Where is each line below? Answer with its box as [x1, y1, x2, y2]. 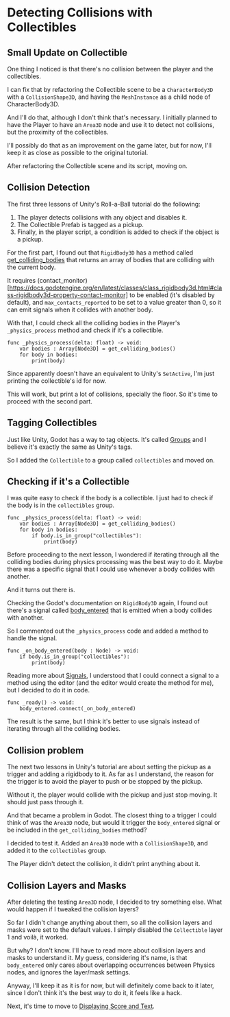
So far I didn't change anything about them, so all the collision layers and [7, 918, 212, 927]
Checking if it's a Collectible [7, 476, 130, 488]
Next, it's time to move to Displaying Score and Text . [7, 1002, 155, 1010]
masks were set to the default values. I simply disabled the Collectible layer [7, 926, 223, 934]
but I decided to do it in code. [7, 686, 90, 694]
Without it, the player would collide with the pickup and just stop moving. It [7, 791, 218, 799]
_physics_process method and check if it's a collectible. [7, 326, 164, 334]
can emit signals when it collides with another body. [7, 305, 153, 314]
